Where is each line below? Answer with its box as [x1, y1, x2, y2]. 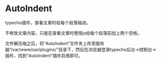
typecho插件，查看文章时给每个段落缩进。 [5, 20, 91, 25]
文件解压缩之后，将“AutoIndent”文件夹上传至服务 [5, 40, 105, 46]
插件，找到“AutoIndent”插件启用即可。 [5, 52, 83, 59]
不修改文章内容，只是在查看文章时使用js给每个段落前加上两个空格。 [5, 30, 142, 36]
